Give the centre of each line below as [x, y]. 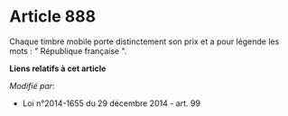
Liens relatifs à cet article [58, 68]
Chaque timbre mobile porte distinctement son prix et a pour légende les [144, 41]
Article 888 [53, 17]
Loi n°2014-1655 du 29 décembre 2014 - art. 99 [111, 103]
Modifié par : [33, 85]
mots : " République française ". [68, 50]
